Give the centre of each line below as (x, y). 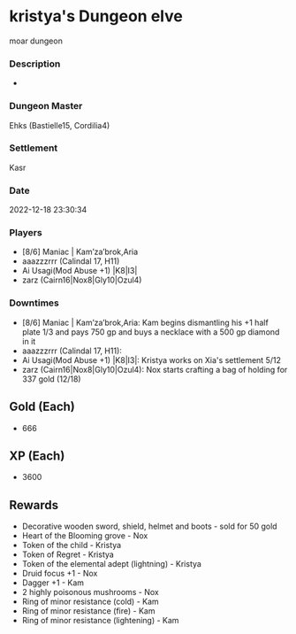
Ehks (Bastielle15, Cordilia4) (60, 125)
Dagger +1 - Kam (53, 583)
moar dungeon (36, 41)
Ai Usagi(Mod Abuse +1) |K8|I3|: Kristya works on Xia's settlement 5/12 (151, 360)
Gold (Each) (42, 407)
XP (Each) (37, 456)
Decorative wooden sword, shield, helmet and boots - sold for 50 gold (149, 526)
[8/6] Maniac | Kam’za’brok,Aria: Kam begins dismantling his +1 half (145, 322)
